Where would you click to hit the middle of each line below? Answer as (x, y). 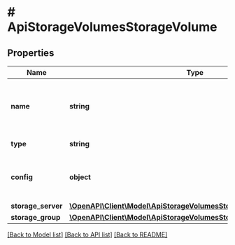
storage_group (36, 217)
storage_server (37, 206)
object (80, 177)
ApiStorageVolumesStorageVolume (112, 27)
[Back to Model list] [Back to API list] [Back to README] (87, 234)
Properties (31, 53)
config (22, 177)
